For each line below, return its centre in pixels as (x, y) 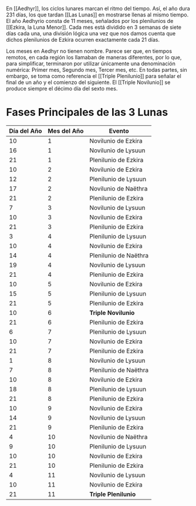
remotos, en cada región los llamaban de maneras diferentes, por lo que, (94, 57)
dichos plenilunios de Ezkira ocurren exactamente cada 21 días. (83, 40)
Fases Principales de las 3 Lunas (87, 113)
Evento (119, 130)
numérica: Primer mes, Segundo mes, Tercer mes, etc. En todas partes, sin (97, 70)
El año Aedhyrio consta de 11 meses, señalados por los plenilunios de (90, 21)
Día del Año (26, 130)
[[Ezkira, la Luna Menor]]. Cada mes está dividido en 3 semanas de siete (94, 27)
